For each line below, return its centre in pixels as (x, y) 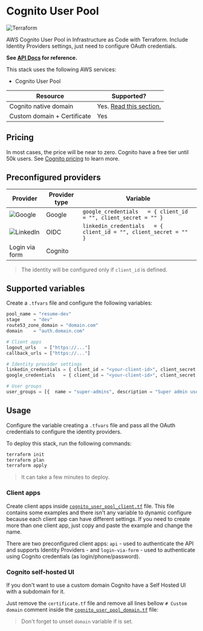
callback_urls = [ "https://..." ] (48, 353)
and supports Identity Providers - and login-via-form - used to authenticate (101, 550)
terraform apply (27, 466)
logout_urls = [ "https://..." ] (48, 348)
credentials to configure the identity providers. (64, 432)
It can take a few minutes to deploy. (65, 477)
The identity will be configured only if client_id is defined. (94, 270)
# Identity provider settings (44, 364)
